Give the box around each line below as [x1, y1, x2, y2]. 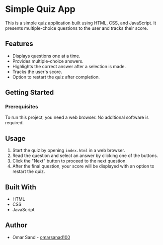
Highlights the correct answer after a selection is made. [12, 63, 126, 69]
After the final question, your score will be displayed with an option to [12, 163, 155, 169]
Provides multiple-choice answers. [12, 58, 83, 64]
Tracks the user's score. [12, 69, 62, 75]
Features [5, 40, 33, 48]
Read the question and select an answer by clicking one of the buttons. [12, 153, 158, 159]
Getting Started [5, 88, 54, 97]
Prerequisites [5, 103, 38, 110]
